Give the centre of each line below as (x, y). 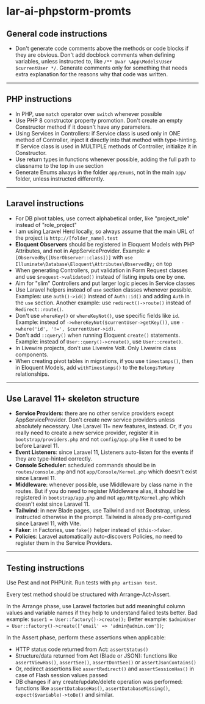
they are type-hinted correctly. (54, 459)
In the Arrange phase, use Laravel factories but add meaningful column (96, 606)
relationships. (32, 374)
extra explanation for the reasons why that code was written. (92, 74)
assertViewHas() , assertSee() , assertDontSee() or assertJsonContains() (106, 663)
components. (32, 354)
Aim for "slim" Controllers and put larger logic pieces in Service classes (105, 283)
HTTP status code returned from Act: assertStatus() (82, 649)
